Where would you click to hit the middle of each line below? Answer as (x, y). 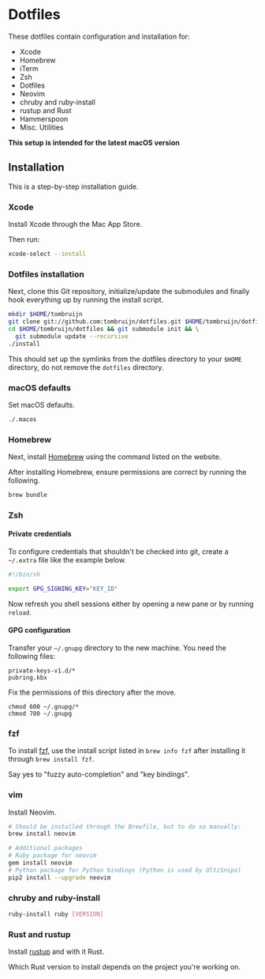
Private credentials (40, 534)
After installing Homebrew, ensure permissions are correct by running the (127, 473)
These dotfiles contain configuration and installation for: (99, 36)
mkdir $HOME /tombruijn (45, 314)
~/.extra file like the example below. (67, 560)
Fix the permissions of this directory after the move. (92, 692)
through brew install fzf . (51, 759)
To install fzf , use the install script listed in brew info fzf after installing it (127, 751)
